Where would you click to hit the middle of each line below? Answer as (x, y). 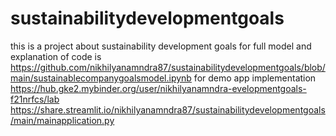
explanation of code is (56, 56)
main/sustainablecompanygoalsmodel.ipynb (101, 78)
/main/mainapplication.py (62, 120)
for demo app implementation (255, 78)
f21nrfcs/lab (35, 99)
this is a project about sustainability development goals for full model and (161, 46)
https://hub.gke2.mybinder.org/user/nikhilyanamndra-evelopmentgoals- (158, 88)
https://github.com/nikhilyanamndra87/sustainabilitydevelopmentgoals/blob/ (168, 67)
